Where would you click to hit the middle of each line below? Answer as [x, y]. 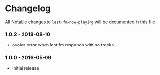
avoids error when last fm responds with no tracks [63, 45]
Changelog [28, 8]
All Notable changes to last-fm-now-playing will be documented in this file [80, 22]
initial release [25, 68]
